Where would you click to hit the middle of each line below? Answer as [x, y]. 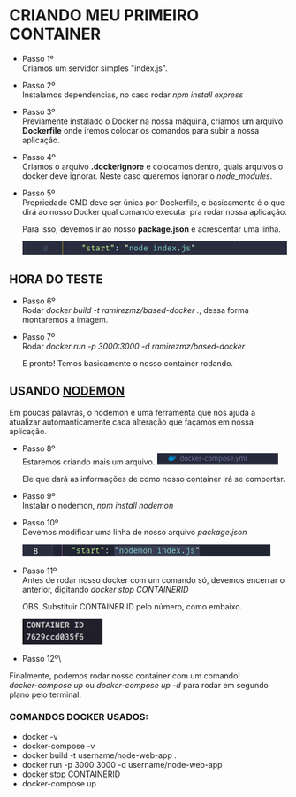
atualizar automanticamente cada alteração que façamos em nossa [132, 422]
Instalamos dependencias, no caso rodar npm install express [133, 95]
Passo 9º [38, 495]
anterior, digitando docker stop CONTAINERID [105, 589]
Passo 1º [38, 58]
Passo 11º [39, 571]
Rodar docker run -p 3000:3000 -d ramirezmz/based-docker [133, 346]
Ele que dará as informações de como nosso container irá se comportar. [153, 479]
